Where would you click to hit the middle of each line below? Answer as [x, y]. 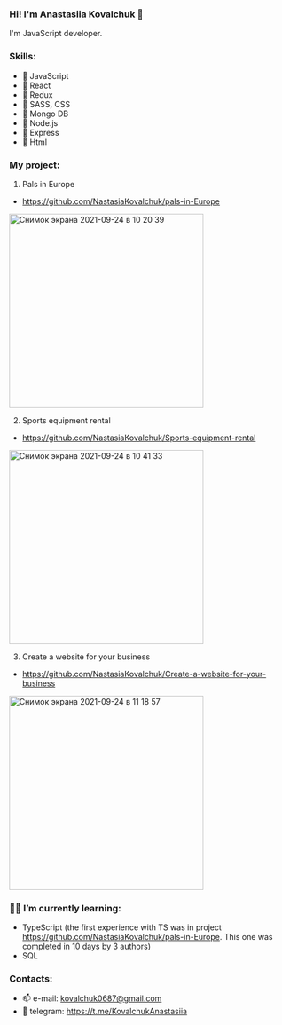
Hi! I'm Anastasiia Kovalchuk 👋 [76, 14]
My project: [35, 165]
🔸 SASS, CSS [46, 104]
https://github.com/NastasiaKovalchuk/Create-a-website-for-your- [144, 674]
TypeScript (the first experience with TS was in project [121, 927]
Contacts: [31, 979]
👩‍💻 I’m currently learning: [65, 908]
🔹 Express [40, 132]
